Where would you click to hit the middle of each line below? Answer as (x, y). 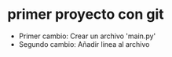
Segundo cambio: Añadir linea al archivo (84, 44)
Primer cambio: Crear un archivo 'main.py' (87, 36)
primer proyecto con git (86, 14)
